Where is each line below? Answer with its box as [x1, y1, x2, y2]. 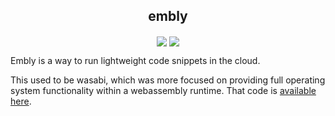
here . [10, 95, 32, 107]
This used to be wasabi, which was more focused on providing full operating [10, 74, 326, 86]
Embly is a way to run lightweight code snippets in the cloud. [10, 54, 261, 66]
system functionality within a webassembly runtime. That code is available [10, 84, 317, 96]
